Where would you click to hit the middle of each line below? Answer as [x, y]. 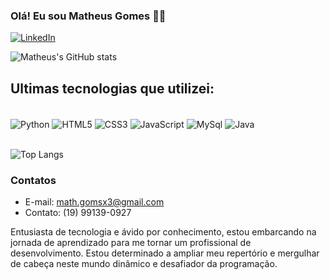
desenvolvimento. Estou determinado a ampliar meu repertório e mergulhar [165, 253]
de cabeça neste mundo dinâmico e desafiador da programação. [144, 264]
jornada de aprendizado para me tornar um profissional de [131, 243]
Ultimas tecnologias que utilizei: [112, 88]
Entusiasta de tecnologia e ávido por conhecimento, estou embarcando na [163, 232]
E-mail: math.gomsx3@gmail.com [94, 202]
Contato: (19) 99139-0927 [78, 213]
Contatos [33, 180]
